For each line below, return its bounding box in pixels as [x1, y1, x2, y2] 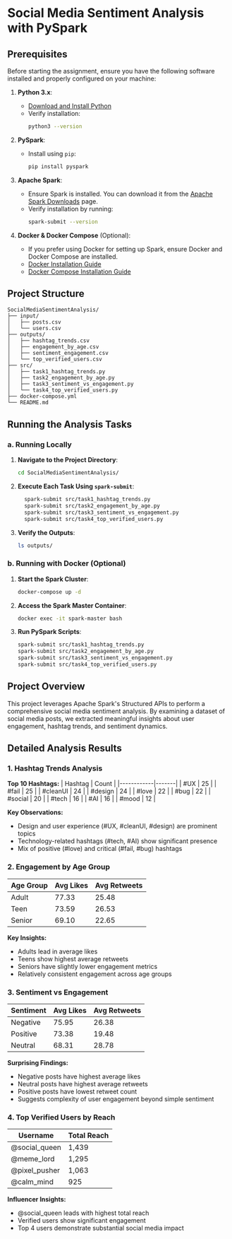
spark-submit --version [28, 218, 99, 225]
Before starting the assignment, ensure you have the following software [7, 67, 215, 75]
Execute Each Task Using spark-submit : [17, 482, 135, 491]
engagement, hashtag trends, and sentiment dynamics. [7, 722, 168, 730]
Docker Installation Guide [28, 259, 102, 268]
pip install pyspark [28, 163, 89, 170]
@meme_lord [11, 1154, 55, 1164]
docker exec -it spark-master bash [17, 615, 123, 622]
